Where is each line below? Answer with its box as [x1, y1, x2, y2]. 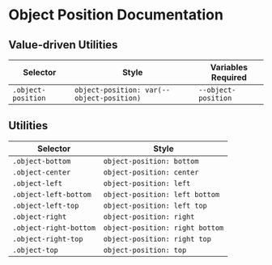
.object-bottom [12, 156, 71, 166]
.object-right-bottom [12, 223, 96, 232]
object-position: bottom [103, 156, 199, 166]
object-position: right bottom [103, 223, 224, 232]
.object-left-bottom [12, 190, 91, 199]
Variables [210, 62, 249, 73]
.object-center [12, 167, 71, 177]
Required [210, 72, 247, 82]
